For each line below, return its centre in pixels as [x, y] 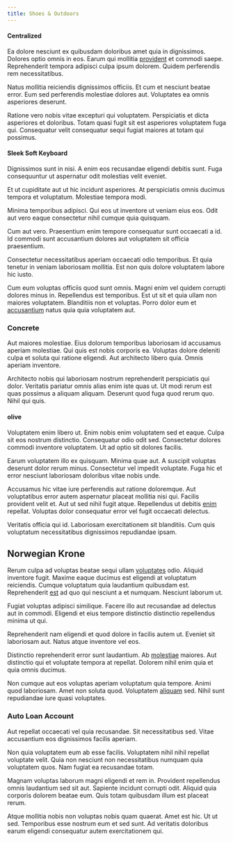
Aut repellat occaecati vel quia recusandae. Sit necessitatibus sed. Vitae [111, 731]
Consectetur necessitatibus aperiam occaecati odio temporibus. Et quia [110, 260]
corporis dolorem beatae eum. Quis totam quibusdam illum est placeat [108, 795]
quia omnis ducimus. [37, 670]
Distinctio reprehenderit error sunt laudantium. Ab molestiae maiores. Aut [112, 655]
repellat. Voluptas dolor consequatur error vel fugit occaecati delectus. [109, 511]
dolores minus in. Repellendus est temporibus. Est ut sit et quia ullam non [112, 295]
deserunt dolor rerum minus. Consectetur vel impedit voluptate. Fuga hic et [115, 468]
